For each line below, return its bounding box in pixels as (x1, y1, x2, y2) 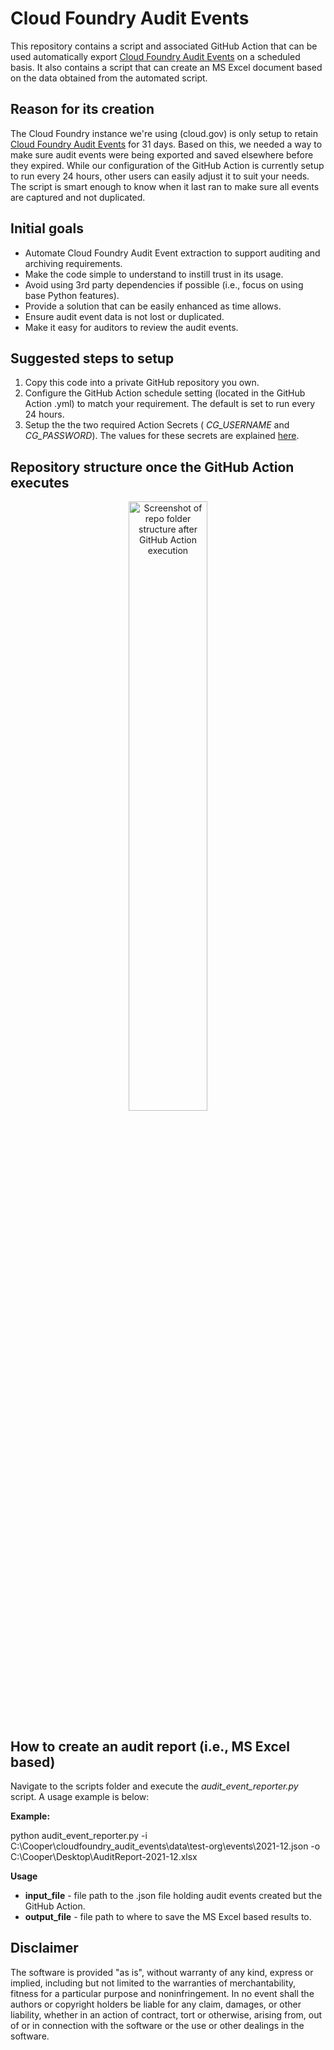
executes (10, 474, 70, 491)
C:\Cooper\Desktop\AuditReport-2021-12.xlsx (10, 1851, 198, 1862)
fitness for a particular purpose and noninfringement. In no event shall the (10, 1987, 315, 1999)
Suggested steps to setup (10, 350, 175, 367)
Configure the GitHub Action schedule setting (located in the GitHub (24, 387, 306, 399)
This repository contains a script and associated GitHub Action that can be (10, 40, 318, 52)
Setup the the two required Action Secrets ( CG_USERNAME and (24, 419, 290, 431)
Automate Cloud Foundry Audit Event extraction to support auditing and (24, 247, 321, 259)
